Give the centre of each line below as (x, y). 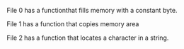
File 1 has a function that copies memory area (73, 24)
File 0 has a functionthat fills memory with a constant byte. (92, 10)
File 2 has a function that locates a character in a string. (88, 38)
